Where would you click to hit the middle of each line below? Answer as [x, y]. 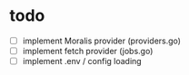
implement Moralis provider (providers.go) [102, 41]
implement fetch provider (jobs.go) [88, 51]
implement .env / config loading [82, 61]
